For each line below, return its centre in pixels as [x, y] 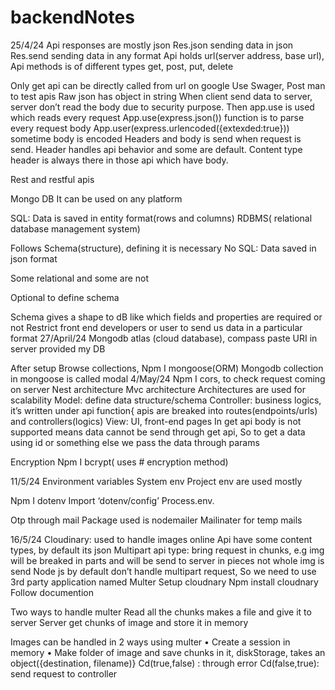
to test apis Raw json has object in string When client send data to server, [161, 96]
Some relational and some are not [80, 278]
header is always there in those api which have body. [119, 160]
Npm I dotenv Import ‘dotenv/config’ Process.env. [112, 500]
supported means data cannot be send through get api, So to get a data [158, 432]
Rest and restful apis [52, 179]
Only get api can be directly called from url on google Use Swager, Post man [168, 85]
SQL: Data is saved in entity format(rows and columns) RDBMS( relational [161, 218]
